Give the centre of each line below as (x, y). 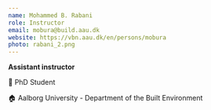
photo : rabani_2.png (42, 45)
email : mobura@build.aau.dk (54, 30)
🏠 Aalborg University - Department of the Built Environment (105, 98)
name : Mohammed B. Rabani (50, 15)
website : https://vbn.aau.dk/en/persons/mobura (87, 37)
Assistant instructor (42, 67)
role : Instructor (36, 23)
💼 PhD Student (32, 82)
